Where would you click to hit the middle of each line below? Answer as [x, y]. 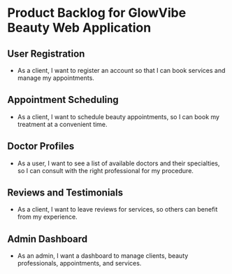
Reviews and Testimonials [65, 193]
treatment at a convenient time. [62, 124]
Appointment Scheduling [63, 100]
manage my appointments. [56, 78]
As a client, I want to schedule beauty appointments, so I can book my [118, 116]
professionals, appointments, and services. [79, 263]
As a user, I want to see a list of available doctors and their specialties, [118, 163]
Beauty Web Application [79, 28]
